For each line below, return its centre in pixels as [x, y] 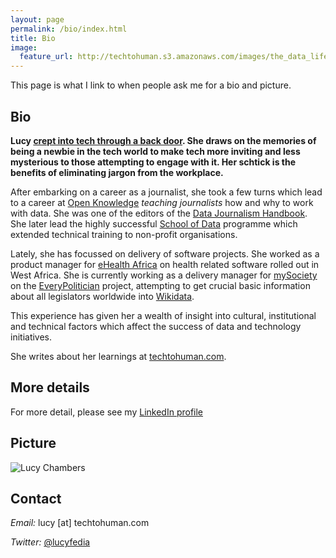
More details [50, 387]
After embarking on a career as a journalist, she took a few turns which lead [166, 192]
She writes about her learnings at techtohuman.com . [118, 356]
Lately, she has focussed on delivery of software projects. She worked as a [165, 253]
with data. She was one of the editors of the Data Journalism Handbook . [159, 213]
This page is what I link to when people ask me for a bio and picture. [151, 85]
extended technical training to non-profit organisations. [124, 234]
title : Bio [33, 38]
